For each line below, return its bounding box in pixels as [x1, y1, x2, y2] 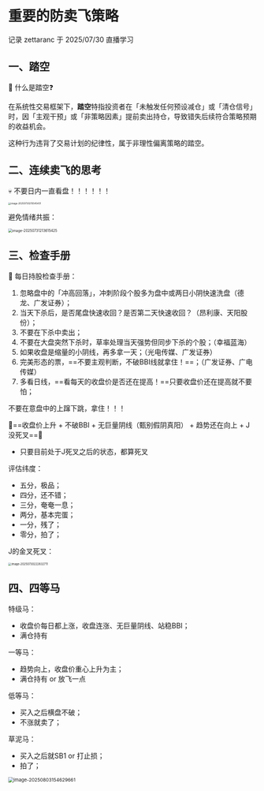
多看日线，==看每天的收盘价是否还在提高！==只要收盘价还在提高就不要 [19, 376, 252, 386]
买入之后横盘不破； [19, 707, 83, 717]
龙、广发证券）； [19, 297, 73, 308]
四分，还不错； [19, 490, 69, 499]
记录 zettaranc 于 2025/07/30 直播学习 [8, 35, 134, 44]
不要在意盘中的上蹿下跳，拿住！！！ [8, 403, 126, 412]
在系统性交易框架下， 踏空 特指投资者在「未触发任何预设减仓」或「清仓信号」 [8, 102, 257, 111]
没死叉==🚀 [8, 430, 43, 439]
